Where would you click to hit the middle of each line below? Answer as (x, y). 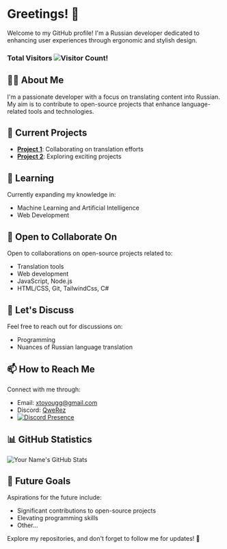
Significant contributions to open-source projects (86, 511)
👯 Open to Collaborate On (62, 237)
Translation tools (40, 267)
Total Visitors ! (58, 58)
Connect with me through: (44, 389)
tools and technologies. (61, 111)
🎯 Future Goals (39, 481)
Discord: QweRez (41, 410)
